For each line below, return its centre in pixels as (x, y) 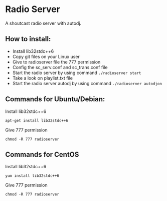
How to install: (28, 39)
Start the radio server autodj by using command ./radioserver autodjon (87, 83)
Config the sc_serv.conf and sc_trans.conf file (60, 67)
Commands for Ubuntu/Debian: (55, 99)
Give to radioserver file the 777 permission (56, 62)
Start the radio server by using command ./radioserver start (77, 73)
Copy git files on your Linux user (46, 56)
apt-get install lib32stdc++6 (37, 120)
